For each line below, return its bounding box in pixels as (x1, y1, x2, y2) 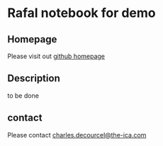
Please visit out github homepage (7, 52, 105, 60)
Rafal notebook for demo (7, 5, 156, 21)
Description (7, 72, 60, 84)
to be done (7, 91, 39, 100)
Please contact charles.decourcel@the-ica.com (7, 130, 147, 139)
